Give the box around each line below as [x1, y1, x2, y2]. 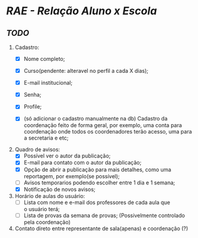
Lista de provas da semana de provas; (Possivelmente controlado [23, 212, 185, 219]
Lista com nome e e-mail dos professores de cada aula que [23, 199, 170, 206]
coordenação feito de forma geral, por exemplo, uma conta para [23, 122, 182, 129]
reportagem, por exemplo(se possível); [23, 172, 120, 180]
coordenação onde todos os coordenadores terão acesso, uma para [23, 128, 193, 135]
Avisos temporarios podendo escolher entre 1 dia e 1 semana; [23, 179, 175, 186]
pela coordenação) [23, 218, 71, 225]
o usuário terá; [23, 205, 60, 212]
